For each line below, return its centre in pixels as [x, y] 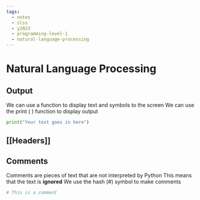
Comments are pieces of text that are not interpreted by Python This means [99, 176]
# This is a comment [32, 193]
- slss [20, 23]
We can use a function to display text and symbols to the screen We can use [100, 105]
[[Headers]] [28, 141]
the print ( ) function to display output [52, 111]
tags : [13, 12]
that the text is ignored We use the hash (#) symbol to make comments [94, 182]
